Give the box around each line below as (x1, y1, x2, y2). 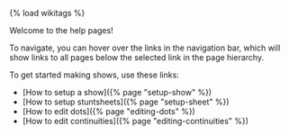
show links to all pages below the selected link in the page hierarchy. (9, 52, 264, 62)
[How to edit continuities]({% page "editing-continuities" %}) (22, 116, 249, 126)
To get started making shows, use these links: (9, 69, 180, 80)
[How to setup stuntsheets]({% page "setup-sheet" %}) (22, 96, 230, 107)
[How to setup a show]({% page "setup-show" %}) (22, 87, 212, 97)
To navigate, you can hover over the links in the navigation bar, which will (9, 42, 281, 53)
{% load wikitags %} (9, 8, 86, 18)
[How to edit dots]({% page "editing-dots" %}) (22, 106, 195, 116)
